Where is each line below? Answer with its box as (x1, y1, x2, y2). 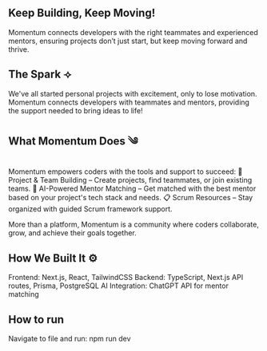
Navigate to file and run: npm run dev (8, 334, 131, 344)
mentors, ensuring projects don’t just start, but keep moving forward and (8, 36, 248, 45)
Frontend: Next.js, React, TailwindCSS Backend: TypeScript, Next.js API (8, 273, 244, 282)
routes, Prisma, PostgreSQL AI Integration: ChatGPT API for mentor (8, 281, 229, 290)
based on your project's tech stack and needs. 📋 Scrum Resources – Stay (8, 193, 253, 203)
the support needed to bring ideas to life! (8, 105, 143, 115)
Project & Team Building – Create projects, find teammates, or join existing (8, 175, 253, 185)
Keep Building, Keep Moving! (8, 6, 156, 20)
